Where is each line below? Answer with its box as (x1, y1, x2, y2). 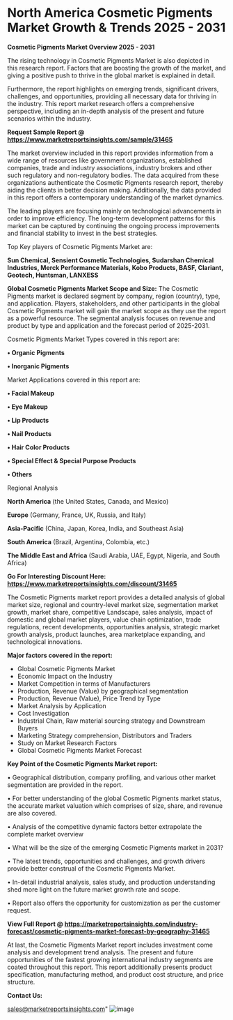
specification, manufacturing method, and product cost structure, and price (7, 970, 224, 978)
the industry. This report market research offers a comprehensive (7, 99, 195, 107)
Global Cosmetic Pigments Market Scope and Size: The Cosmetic (7, 284, 199, 292)
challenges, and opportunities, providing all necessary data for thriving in (7, 92, 217, 100)
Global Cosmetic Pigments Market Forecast (17, 746, 142, 754)
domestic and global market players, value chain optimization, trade (7, 615, 202, 624)
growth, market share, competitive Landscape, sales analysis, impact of (7, 608, 214, 616)
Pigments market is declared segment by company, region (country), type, (7, 292, 220, 300)
